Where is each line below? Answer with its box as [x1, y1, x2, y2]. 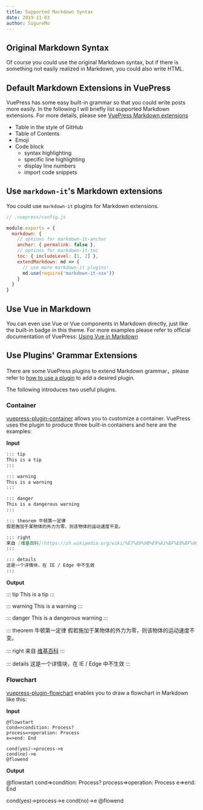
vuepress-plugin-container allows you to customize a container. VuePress [6, 415, 190, 422]
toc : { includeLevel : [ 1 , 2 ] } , [17, 253, 98, 260]
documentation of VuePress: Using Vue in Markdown [6, 333, 138, 340]
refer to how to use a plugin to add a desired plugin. [6, 374, 135, 381]
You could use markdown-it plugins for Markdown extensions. [6, 202, 159, 209]
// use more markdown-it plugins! [22, 265, 110, 271]
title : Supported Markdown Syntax [6, 8, 94, 15]
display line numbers [24, 162, 76, 169]
